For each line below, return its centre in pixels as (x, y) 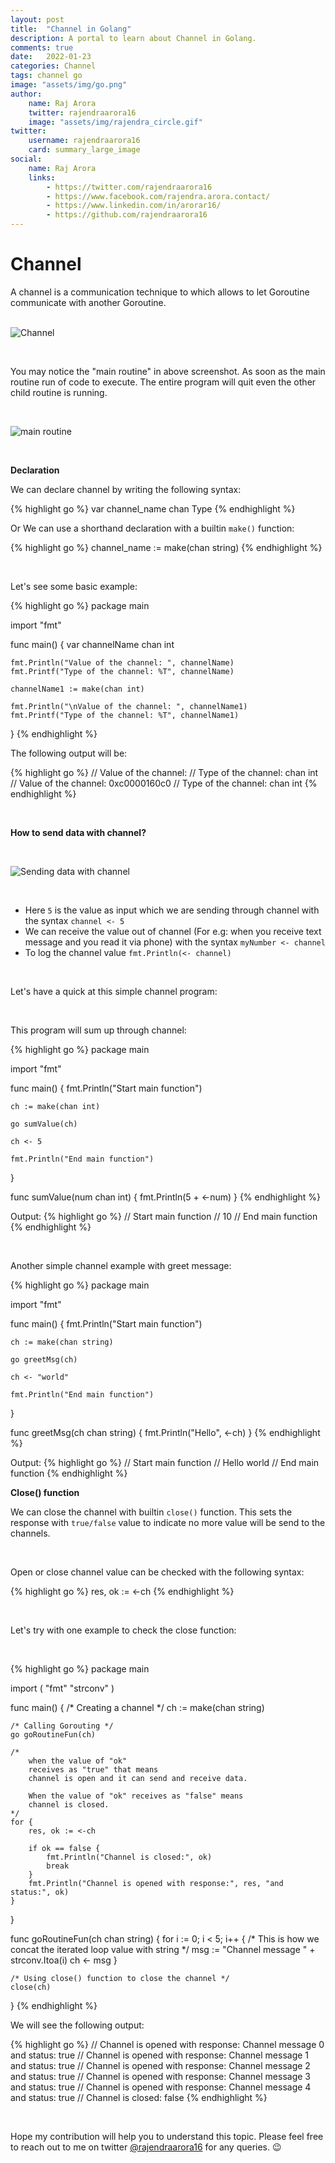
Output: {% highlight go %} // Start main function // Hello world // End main (165, 1462)
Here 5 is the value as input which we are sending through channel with (172, 910)
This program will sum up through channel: (98, 1030)
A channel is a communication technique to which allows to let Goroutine (160, 292)
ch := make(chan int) (55, 1106)
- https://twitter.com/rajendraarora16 (129, 187)
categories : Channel (53, 66)
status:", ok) (40, 1892)
